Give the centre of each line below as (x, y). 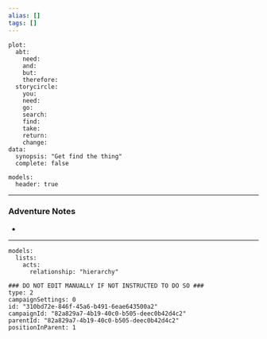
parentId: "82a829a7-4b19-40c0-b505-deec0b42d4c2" (94, 320)
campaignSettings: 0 (43, 299)
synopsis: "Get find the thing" (69, 156)
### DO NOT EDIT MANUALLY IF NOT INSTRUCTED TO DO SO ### (106, 286)
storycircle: (37, 87)
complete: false (42, 163)
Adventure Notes (42, 212)
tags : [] (23, 23)
